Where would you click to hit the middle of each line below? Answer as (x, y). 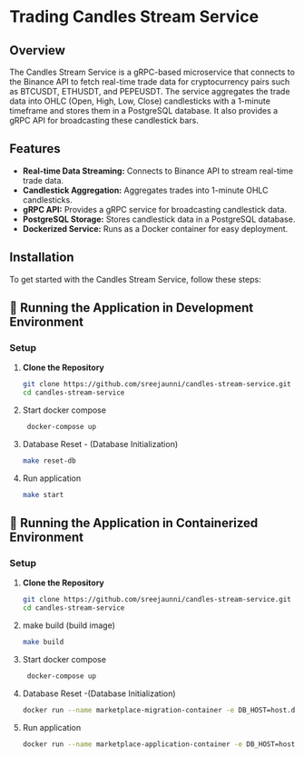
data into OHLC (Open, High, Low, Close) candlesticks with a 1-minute (140, 101)
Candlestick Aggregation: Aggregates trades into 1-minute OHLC (146, 190)
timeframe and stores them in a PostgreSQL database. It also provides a (144, 110)
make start (43, 494)
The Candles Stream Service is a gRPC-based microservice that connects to (152, 72)
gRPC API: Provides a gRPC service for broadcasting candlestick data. (155, 209)
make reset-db (49, 461)
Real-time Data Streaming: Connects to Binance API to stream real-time (157, 171)
